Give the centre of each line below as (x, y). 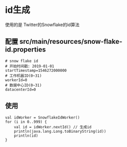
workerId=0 (16, 80)
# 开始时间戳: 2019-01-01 (30, 66)
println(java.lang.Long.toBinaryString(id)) (60, 131)
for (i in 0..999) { (26, 122)
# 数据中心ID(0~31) (24, 85)
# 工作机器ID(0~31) (24, 76)
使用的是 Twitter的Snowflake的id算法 (42, 25)
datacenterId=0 (21, 89)
